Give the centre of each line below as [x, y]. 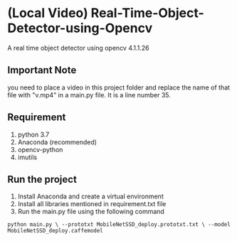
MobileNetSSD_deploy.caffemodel [55, 231]
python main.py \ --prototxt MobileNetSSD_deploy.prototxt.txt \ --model [119, 225]
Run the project [42, 179]
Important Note [42, 70]
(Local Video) [48, 13]
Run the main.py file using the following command [91, 212]
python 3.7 [33, 134]
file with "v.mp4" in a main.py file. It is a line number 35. [89, 95]
